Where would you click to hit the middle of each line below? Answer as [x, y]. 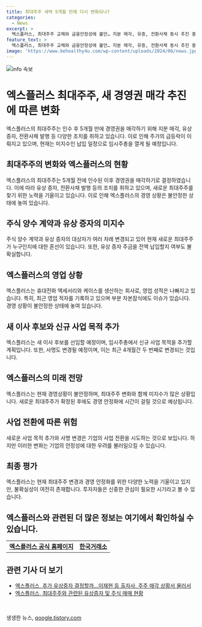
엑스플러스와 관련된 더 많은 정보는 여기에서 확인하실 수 [100, 518]
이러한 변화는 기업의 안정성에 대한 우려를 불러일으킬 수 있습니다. [92, 445]
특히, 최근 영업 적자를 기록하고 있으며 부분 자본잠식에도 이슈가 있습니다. [107, 298]
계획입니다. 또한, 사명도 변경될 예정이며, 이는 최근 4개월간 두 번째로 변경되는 [95, 350]
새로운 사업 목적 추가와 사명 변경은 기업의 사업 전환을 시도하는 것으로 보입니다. [98, 438]
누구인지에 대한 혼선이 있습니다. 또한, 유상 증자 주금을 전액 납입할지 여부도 [99, 247]
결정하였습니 [176, 180]
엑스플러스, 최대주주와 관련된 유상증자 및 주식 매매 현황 [79, 593]
